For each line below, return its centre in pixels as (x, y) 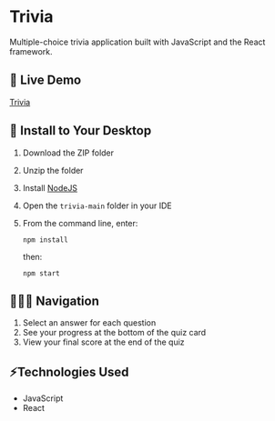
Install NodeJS (50, 187)
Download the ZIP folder (68, 153)
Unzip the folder (53, 170)
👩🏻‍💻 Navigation (55, 301)
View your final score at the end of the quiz (103, 342)
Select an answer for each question (89, 323)
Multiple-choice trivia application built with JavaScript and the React (137, 42)
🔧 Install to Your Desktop (81, 130)
